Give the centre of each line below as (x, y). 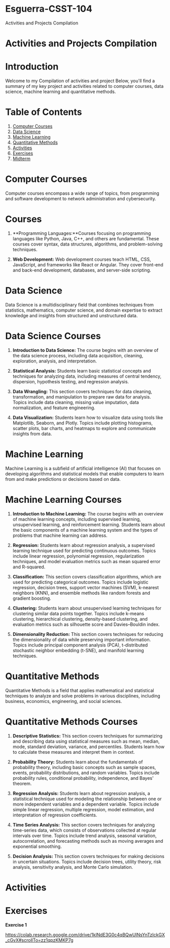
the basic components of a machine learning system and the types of (85, 530)
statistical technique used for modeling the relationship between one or (87, 799)
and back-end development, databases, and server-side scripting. (82, 270)
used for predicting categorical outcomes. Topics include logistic (80, 582)
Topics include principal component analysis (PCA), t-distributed (80, 645)
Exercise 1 (16, 925)
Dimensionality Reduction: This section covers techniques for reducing (88, 634)
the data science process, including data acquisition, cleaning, (78, 355)
